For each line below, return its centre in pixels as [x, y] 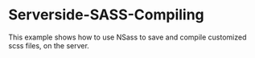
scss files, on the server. [49, 45]
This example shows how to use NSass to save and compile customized [127, 37]
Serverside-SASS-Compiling [107, 15]
